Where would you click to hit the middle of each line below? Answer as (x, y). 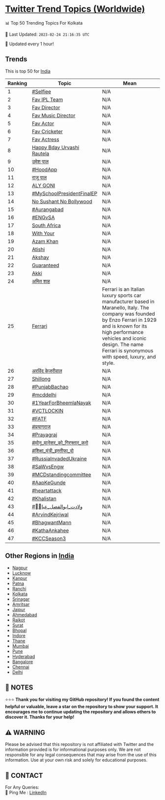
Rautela (41, 153)
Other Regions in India (40, 556)
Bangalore (23, 662)
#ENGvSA (43, 217)
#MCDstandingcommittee (61, 474)
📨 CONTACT (24, 775)
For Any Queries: (22, 787)
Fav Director (46, 108)
